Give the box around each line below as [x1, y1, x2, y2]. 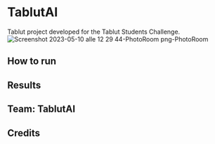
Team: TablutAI [7, 103, 76, 115]
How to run [7, 55, 57, 67]
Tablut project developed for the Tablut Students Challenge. [7, 27, 181, 36]
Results [7, 79, 41, 91]
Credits [7, 127, 41, 139]
